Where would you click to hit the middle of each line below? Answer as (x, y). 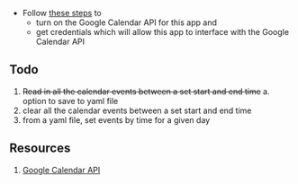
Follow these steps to (62, 13)
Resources (40, 149)
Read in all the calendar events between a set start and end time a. (146, 91)
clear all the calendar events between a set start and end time (137, 110)
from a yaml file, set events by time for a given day (116, 119)
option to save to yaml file (70, 101)
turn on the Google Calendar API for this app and (126, 22)
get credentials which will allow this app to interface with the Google (163, 32)
